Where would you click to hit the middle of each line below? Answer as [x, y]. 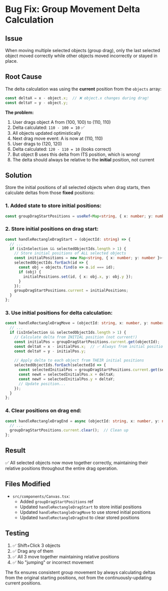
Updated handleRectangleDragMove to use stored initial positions [85, 512]
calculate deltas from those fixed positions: [50, 193]
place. [12, 61]
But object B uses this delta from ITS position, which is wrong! [76, 154]
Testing [17, 533]
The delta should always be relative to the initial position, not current [83, 159]
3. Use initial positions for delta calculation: [59, 313]
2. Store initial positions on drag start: [52, 229]
